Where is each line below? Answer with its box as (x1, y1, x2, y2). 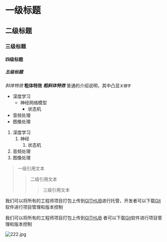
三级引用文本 (43, 187, 70, 193)
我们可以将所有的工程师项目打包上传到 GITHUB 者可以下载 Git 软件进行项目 (5, 215, 158, 221)
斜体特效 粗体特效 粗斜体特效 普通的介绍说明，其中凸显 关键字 (5, 83, 132, 89)
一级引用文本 (17, 166, 45, 172)
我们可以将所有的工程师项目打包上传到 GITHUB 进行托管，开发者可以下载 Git (5, 198, 161, 204)
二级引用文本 (30, 176, 57, 182)
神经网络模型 (20, 100, 47, 106)
